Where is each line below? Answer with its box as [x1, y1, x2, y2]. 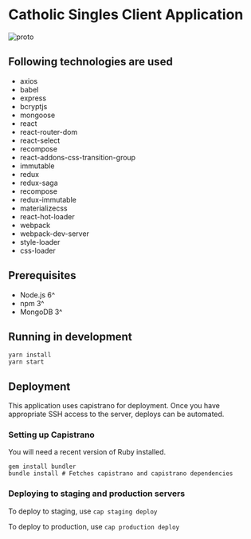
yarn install [8, 351, 52, 360]
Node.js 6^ [19, 289, 56, 300]
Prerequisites [8, 269, 76, 282]
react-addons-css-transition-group [19, 152, 136, 162]
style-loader [19, 237, 61, 246]
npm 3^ [19, 298, 45, 308]
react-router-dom [19, 127, 78, 136]
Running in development [8, 329, 133, 344]
